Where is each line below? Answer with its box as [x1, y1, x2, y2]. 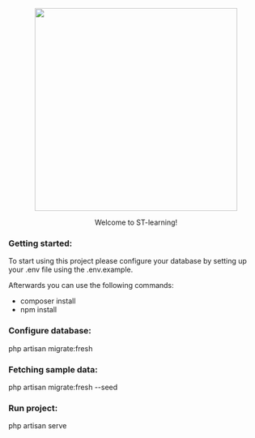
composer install [19, 296, 76, 306]
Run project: [8, 402, 58, 414]
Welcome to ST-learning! [94, 217, 178, 227]
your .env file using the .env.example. [8, 264, 134, 275]
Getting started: [8, 238, 73, 249]
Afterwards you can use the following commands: [8, 281, 174, 290]
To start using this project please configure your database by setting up [8, 256, 247, 266]
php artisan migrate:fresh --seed [8, 382, 118, 392]
